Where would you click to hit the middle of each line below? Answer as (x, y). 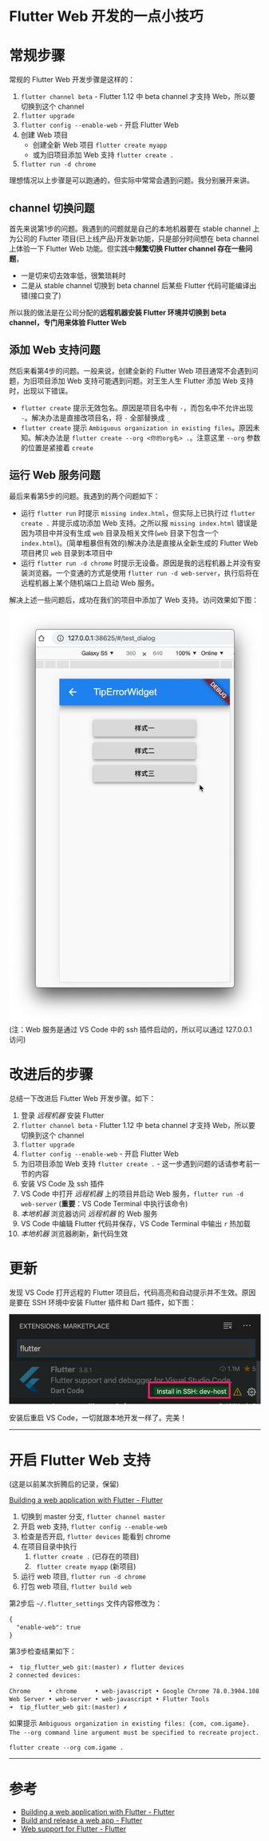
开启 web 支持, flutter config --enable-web (94, 1526)
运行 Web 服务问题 (55, 475)
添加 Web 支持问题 (55, 350)
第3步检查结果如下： (43, 1651)
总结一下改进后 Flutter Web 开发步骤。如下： (83, 1098)
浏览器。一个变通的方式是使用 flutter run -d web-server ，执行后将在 (143, 572)
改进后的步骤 (51, 1075)
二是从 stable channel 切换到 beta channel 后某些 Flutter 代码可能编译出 (138, 285)
